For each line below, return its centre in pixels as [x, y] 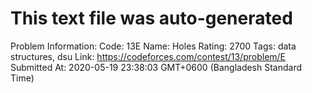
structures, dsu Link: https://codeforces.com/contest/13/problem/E [148, 56]
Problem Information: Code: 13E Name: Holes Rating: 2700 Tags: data [153, 46]
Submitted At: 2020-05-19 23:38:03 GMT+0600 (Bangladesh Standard [156, 67]
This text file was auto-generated [151, 18]
